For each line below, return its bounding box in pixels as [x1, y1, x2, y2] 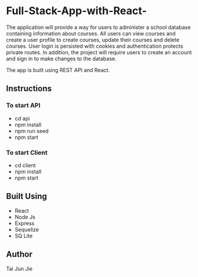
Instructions [6, 84, 52, 94]
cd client [14, 161, 37, 169]
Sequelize [14, 226, 39, 233]
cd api [14, 115, 31, 122]
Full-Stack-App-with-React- [6, 4, 147, 18]
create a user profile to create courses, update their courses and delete [6, 36, 180, 43]
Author [6, 249, 32, 259]
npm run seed [14, 127, 49, 134]
